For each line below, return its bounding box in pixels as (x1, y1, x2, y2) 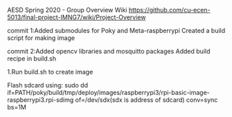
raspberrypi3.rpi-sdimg (7, 96, 74, 104)
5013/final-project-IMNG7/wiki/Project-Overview (7, 13, 146, 21)
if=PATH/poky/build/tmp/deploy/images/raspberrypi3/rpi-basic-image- (7, 89, 210, 96)
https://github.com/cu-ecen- (128, 6, 211, 14)
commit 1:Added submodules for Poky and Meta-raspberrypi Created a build (7, 27, 226, 34)
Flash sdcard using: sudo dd (7, 81, 89, 89)
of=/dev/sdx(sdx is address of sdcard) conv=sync (75, 96, 218, 104)
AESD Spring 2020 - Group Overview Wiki (7, 6, 127, 14)
